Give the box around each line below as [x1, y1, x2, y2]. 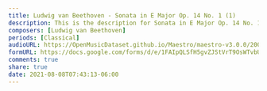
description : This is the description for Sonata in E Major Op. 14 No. [8, 19, 254, 27]
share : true [8, 63, 48, 71]
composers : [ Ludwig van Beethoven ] [8, 26, 126, 34]
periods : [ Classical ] [8, 33, 80, 42]
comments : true [8, 56, 59, 64]
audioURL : [8, 41, 41, 49]
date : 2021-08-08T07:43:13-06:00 [8, 70, 119, 78]
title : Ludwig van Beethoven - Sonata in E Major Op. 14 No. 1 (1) [8, 11, 237, 20]
